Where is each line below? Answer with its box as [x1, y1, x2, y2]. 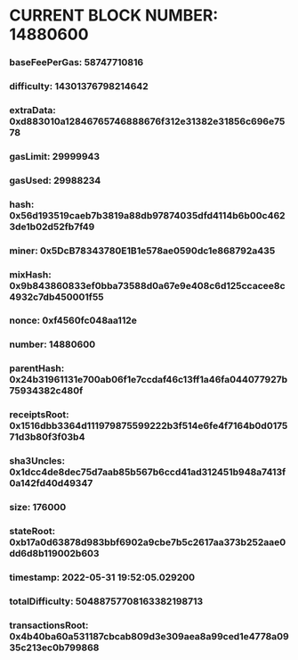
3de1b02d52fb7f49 [9, 220, 95, 233]
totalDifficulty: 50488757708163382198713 [9, 595, 204, 607]
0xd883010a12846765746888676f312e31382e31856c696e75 [9, 115, 286, 128]
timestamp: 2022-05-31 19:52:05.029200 [9, 571, 196, 583]
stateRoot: [9, 525, 56, 538]
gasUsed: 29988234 [9, 174, 101, 186]
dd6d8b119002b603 [9, 548, 100, 560]
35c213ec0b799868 [9, 641, 100, 654]
